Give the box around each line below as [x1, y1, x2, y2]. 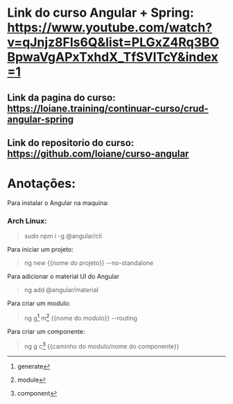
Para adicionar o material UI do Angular [7, 273, 120, 281]
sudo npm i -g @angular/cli [24, 232, 103, 241]
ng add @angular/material [24, 286, 98, 294]
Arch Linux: [7, 216, 47, 225]
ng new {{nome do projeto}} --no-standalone [24, 259, 154, 267]
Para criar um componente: [7, 327, 85, 335]
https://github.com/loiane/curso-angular [7, 147, 189, 159]
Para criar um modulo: [7, 299, 71, 307]
